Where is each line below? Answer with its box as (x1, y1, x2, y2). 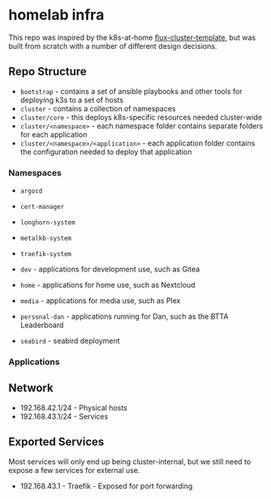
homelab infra (8, 6, 105, 24)
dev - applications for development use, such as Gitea (19, 264, 200, 274)
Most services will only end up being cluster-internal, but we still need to (8, 457, 252, 466)
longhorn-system (19, 219, 75, 227)
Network (8, 381, 54, 395)
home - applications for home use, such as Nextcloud (19, 280, 196, 290)
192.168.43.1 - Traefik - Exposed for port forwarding (19, 481, 193, 491)
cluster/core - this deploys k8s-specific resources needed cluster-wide (19, 112, 262, 122)
